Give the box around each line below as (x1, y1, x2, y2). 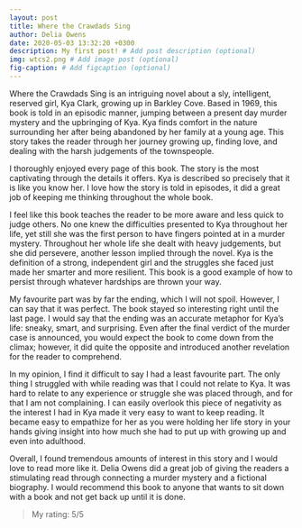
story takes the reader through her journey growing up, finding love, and (9, 136, 278, 147)
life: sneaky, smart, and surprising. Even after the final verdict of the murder (9, 322, 290, 333)
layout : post (9, 13, 59, 23)
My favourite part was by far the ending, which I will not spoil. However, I (9, 294, 279, 305)
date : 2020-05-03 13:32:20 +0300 (9, 38, 135, 48)
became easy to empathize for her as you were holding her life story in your (9, 416, 291, 427)
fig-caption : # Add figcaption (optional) (9, 64, 171, 73)
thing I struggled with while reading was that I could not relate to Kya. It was (9, 378, 291, 388)
